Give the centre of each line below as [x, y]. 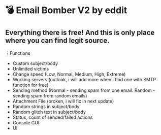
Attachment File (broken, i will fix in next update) [63, 101]
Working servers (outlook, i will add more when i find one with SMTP [84, 79]
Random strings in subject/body [46, 107]
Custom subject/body [35, 63]
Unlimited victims [31, 69]
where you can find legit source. [57, 40]
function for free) [30, 85]
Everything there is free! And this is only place [80, 32]
